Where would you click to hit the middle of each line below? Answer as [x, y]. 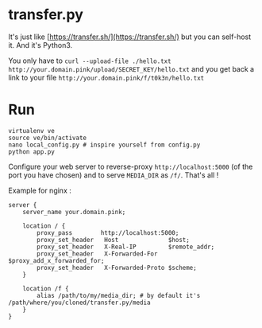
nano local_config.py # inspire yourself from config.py [104, 145]
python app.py [32, 152]
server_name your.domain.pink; [74, 212]
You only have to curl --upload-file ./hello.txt [90, 61]
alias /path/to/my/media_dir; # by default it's [119, 295]
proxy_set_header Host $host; [114, 240]
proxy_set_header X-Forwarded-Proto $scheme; [117, 267]
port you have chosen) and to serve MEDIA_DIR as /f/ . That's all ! [114, 175]
